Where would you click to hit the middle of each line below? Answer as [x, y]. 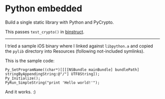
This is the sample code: [30, 61]
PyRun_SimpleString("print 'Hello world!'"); [52, 82]
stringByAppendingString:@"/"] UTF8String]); [52, 74]
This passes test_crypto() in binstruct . [45, 32]
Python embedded [44, 9]
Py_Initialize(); [23, 78]
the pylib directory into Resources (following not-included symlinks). [75, 51]
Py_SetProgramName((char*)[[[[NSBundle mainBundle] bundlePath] [72, 69]
